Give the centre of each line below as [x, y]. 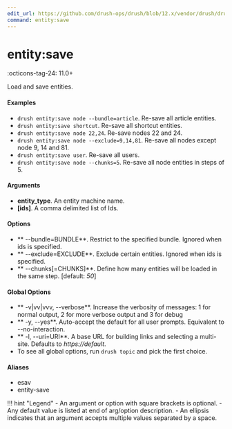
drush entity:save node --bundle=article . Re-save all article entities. [117, 118]
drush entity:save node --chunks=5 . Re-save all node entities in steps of [121, 162]
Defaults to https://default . [68, 344]
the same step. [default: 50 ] [57, 276]
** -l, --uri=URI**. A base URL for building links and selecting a [108, 337]
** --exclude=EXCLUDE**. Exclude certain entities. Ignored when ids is [119, 254]
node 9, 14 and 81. [43, 147]
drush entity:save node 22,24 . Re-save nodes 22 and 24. [100, 133]
